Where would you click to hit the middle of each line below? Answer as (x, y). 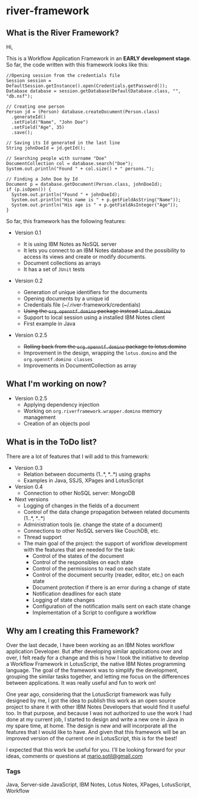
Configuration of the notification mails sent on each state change (111, 606)
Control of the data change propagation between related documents (107, 512)
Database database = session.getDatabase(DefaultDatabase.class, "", (94, 91)
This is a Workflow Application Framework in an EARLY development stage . (99, 58)
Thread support (43, 537)
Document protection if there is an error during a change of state (111, 587)
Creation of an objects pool (57, 423)
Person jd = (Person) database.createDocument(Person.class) (83, 112)
